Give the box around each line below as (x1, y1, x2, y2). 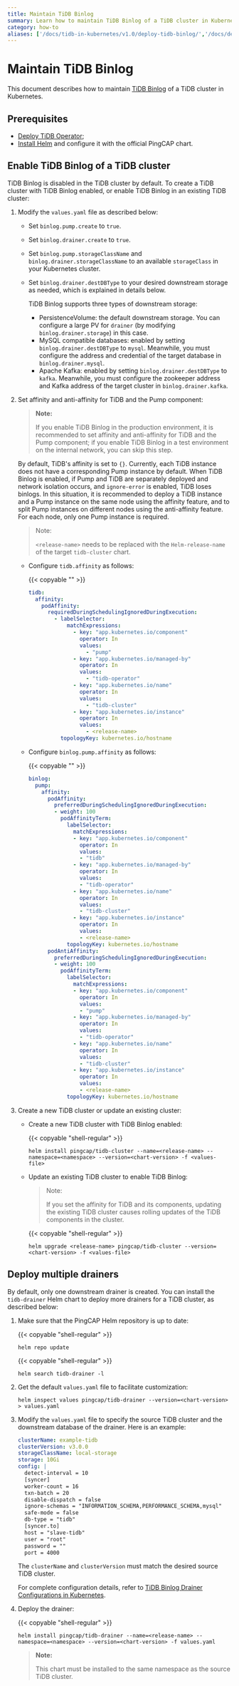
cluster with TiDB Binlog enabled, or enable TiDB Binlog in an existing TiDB (7, 186, 226, 195)
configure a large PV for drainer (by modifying (38, 321, 176, 329)
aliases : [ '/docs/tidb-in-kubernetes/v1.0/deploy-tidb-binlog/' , (7, 30, 205, 38)
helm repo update (17, 1344, 70, 1351)
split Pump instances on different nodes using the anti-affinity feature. (17, 505, 223, 513)
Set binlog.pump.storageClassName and (28, 249, 142, 257)
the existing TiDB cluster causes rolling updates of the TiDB (46, 1207, 221, 1216)
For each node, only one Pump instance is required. (17, 512, 169, 521)
